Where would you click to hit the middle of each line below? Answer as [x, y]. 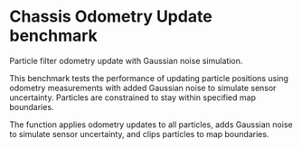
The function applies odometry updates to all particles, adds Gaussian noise [151, 125]
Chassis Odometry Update [111, 17]
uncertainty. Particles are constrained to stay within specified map [132, 97]
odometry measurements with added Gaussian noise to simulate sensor [143, 88]
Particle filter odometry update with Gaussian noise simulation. [126, 60]
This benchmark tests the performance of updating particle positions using [149, 78]
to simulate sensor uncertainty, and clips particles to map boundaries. [139, 134]
